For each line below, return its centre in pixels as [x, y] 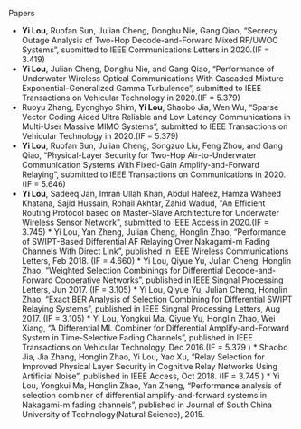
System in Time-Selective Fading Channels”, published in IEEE [137, 337]
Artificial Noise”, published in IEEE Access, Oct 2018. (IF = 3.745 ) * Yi [150, 376]
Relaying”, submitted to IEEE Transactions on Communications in [142, 174]
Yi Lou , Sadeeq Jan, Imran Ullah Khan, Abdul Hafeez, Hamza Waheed [151, 194]
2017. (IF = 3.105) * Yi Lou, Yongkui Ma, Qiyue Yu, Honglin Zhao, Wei [148, 318]
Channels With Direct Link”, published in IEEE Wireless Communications [155, 251]
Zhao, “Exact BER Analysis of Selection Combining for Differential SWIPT [157, 299]
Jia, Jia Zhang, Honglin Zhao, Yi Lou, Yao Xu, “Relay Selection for [143, 357]
